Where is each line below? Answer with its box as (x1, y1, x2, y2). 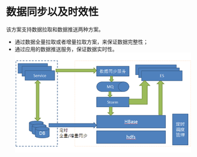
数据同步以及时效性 (6, 5, 99, 19)
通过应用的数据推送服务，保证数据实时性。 (14, 45, 118, 53)
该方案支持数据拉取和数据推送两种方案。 (6, 26, 104, 33)
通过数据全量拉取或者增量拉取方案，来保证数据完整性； (14, 38, 148, 45)
